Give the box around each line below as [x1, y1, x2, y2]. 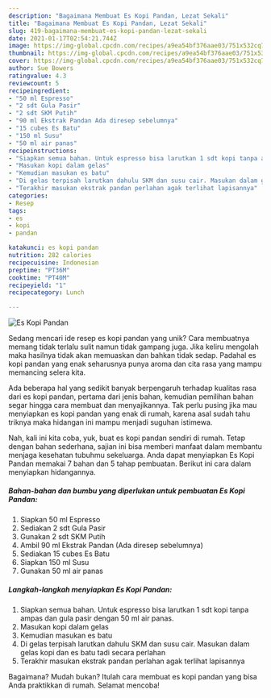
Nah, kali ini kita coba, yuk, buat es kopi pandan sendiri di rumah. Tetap [8, 433, 246, 443]
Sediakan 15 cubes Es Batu [19, 549, 110, 559]
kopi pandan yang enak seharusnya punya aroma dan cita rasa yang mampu [8, 359, 262, 369]
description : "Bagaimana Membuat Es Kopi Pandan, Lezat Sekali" [8, 11, 229, 20]
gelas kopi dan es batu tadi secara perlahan [19, 648, 166, 658]
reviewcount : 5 [8, 79, 60, 87]
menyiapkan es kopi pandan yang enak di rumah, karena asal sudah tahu [8, 409, 251, 419]
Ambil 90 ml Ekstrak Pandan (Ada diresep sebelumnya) [19, 541, 204, 551]
